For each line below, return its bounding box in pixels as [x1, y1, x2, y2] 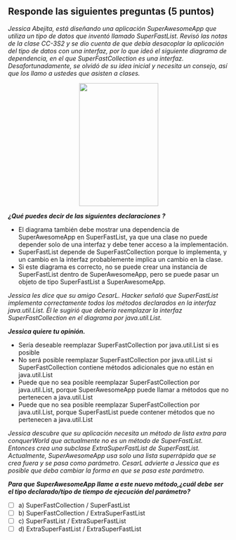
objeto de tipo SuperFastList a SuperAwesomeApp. [18, 277, 166, 286]
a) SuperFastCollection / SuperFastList [18, 501, 131, 509]
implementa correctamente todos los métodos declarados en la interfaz [8, 298, 216, 307]
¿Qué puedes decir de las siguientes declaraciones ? [8, 211, 166, 220]
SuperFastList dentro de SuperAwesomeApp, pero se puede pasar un [18, 270, 220, 278]
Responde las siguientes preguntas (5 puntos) [8, 6, 215, 18]
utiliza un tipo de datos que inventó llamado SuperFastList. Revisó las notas [8, 32, 228, 40]
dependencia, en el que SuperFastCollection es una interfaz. [8, 54, 185, 62]
